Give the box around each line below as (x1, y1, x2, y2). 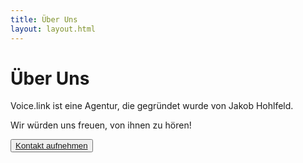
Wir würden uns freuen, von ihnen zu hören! (10, 119, 192, 131)
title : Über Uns (10, 14, 78, 25)
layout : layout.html (10, 24, 97, 34)
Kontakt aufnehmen (15, 141, 88, 151)
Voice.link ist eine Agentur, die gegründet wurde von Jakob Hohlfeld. (10, 100, 294, 112)
